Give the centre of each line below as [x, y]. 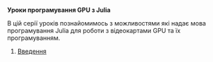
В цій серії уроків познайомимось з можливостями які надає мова [107, 23]
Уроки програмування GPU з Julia [59, 10]
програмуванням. [34, 38]
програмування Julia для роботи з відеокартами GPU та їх [94, 31]
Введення [32, 51]
